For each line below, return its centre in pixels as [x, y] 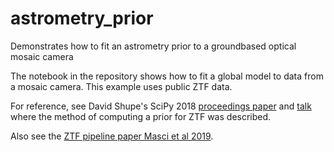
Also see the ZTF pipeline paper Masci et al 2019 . [112, 136]
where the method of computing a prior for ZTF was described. [141, 116]
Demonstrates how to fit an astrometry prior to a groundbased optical [153, 46]
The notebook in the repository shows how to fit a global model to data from [167, 76]
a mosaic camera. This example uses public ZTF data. [121, 86]
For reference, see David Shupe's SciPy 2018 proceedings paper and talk [161, 106]
